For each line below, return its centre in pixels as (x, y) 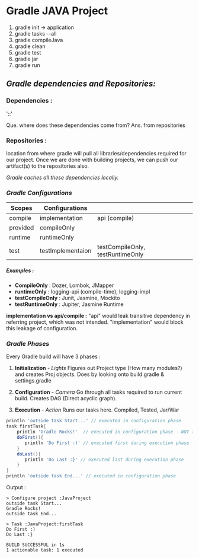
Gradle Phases (28, 344)
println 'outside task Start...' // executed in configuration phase (94, 421)
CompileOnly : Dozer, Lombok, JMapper (64, 285)
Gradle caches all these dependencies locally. (62, 177)
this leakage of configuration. (42, 329)
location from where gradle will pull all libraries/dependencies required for (96, 153)
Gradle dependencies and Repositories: (81, 84)
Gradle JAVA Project (57, 11)
